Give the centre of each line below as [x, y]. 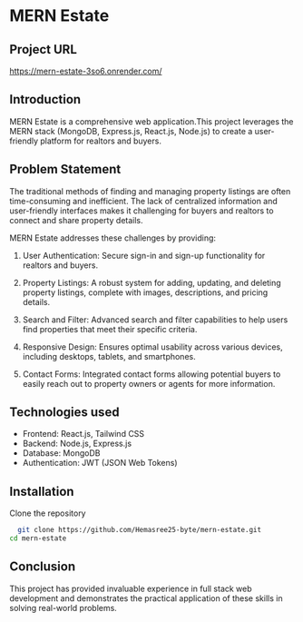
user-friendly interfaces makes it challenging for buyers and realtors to [142, 211]
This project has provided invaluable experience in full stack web [131, 588]
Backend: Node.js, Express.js [77, 444]
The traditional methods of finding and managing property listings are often [150, 191]
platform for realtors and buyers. [101, 141]
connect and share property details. [76, 220]
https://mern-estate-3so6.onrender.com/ [86, 71]
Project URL [43, 49]
